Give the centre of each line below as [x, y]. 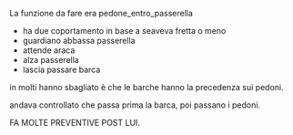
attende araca [49, 50]
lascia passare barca [61, 69]
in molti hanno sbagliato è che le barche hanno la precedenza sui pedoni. [146, 87]
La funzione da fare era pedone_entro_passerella [101, 13]
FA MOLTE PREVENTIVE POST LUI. [75, 123]
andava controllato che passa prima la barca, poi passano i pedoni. [135, 105]
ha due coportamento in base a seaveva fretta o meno [124, 31]
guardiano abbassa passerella [79, 41]
